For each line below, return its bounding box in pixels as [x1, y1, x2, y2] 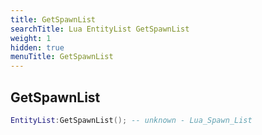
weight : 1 [10, 33, 52, 43]
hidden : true [10, 42, 65, 53]
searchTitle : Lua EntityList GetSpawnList [10, 24, 190, 34]
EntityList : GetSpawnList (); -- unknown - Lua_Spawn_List [10, 115, 253, 125]
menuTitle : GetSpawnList [10, 52, 114, 62]
